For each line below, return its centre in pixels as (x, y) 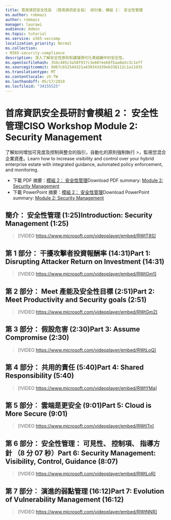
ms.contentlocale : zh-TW (32, 77)
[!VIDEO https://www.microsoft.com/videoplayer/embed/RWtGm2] (88, 312)
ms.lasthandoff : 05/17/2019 (35, 81)
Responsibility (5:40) (40, 376)
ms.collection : (21, 48)
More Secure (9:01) (36, 414)
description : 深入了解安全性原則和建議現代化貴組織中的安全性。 (66, 58)
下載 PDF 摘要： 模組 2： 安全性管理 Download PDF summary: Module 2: (88, 180)
